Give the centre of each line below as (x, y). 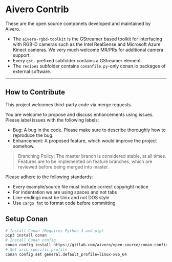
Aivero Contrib (37, 9)
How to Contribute (35, 92)
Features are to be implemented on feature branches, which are (85, 161)
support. (22, 55)
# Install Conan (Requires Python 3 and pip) (55, 231)
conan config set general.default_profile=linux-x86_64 (66, 254)
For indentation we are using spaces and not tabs (65, 192)
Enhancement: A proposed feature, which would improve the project (85, 140)
